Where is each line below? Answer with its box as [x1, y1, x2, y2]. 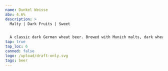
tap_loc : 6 [5, 44, 28, 49]
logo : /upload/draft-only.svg [5, 53, 68, 58]
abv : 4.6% [5, 12, 26, 17]
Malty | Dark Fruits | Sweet [9, 21, 70, 26]
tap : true [5, 39, 26, 44]
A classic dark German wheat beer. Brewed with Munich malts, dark [9, 34, 153, 40]
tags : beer [5, 58, 28, 63]
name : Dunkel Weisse [5, 7, 48, 12]
